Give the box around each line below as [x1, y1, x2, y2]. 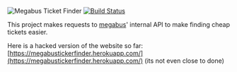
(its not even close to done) [144, 56, 225, 65]
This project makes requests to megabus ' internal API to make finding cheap [7, 20, 231, 28]
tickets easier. [7, 28, 48, 36]
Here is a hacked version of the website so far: [7, 42, 144, 49]
